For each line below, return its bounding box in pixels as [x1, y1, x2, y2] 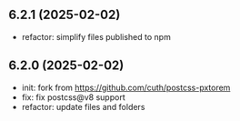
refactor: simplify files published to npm [21, 31, 172, 42]
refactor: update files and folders [21, 101, 145, 112]
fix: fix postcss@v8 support [21, 91, 125, 103]
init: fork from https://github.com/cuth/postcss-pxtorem [21, 82, 231, 93]
